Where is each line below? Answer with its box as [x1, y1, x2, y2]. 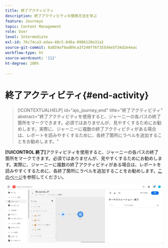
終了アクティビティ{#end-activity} [5, 90, 149, 101]
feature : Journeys [5, 18, 43, 23]
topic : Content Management [5, 24, 61, 29]
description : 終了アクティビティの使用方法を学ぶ [5, 13, 97, 18]
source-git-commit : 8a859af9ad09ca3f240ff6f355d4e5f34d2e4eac [5, 45, 137, 50]
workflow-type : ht [5, 50, 43, 55]
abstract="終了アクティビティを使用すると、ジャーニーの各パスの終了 [17, 113, 161, 119]
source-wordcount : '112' [5, 55, 57, 60]
